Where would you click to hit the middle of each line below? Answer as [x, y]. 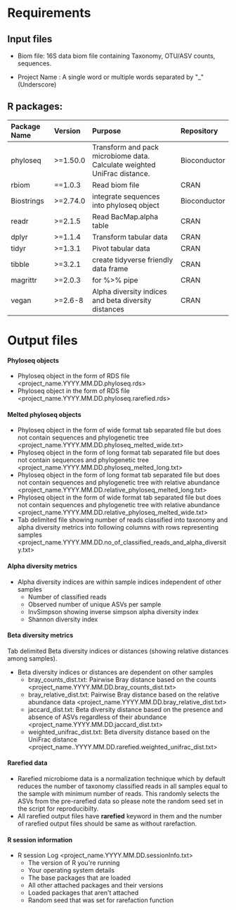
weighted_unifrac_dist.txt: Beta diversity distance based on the [119, 732]
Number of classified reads [67, 597]
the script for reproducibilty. [58, 809]
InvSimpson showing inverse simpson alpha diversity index [113, 611]
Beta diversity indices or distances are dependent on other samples [115, 672]
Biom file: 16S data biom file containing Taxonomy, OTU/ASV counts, [116, 56]
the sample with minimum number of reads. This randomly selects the [118, 794]
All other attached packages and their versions [96, 885]
